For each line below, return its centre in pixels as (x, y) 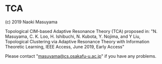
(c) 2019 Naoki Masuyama (31, 22)
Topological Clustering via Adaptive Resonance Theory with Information (77, 41)
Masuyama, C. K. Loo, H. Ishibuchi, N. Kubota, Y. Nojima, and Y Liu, (73, 36)
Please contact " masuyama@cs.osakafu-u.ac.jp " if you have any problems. (81, 56)
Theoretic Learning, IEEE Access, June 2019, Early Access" (65, 47)
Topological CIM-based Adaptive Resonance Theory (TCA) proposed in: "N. (81, 31)
